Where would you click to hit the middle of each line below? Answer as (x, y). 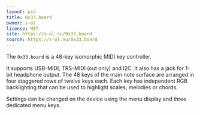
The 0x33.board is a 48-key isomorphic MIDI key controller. (79, 57)
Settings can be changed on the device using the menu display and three (96, 99)
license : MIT (22, 28)
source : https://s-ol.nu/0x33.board (52, 40)
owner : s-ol (21, 23)
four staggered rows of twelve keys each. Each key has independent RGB (97, 81)
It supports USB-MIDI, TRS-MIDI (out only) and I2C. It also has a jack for (95, 68)
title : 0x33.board (29, 17)
